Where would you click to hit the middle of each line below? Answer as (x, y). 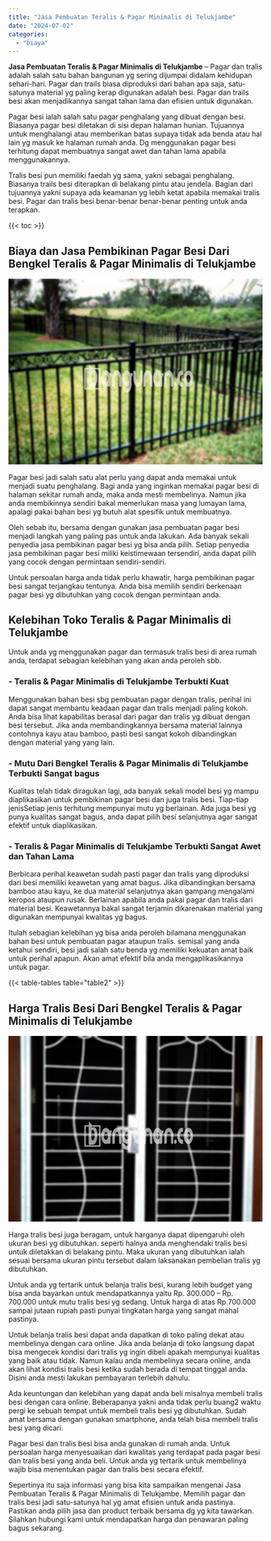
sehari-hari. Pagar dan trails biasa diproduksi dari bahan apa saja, (117, 84)
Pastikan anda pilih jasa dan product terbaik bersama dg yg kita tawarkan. (131, 1510)
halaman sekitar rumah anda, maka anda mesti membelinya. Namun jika (127, 495)
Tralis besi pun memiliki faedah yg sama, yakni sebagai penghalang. (121, 176)
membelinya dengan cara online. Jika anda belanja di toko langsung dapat (131, 1343)
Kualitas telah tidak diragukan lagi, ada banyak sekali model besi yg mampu (134, 791)
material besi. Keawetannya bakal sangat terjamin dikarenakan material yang (135, 908)
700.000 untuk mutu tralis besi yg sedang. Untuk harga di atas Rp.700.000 (132, 1301)
